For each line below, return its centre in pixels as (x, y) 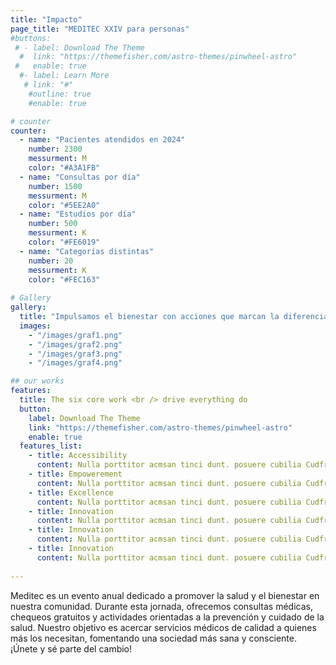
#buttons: (31, 38)
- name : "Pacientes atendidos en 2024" (102, 140)
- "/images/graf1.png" (75, 335)
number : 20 (51, 261)
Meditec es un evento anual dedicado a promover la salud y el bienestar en (165, 595)
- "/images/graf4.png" (75, 363)
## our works (37, 381)
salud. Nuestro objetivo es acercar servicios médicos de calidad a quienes (163, 627)
